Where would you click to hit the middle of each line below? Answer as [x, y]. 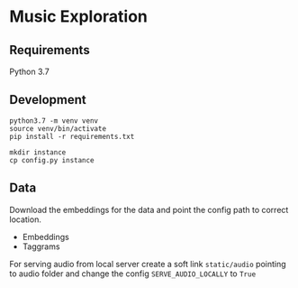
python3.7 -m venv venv [54, 121]
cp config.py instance [52, 160]
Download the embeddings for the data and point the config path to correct [149, 209]
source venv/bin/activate [58, 128]
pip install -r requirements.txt [72, 136]
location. [26, 219]
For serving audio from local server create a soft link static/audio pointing [148, 264]
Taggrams [41, 246]
